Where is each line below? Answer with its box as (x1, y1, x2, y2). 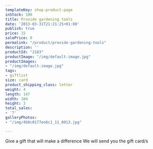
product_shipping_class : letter (5, 82, 73, 87)
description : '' (5, 45, 39, 50)
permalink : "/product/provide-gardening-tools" (5, 40, 107, 45)
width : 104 (5, 96, 28, 101)
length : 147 (5, 92, 30, 97)
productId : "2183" (5, 49, 44, 54)
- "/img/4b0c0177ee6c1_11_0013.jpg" (5, 119, 82, 125)
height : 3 (5, 101, 26, 106)
